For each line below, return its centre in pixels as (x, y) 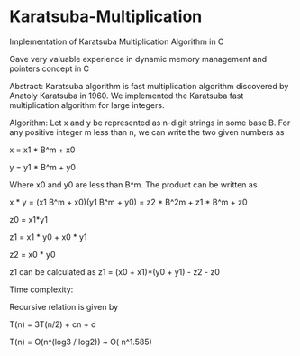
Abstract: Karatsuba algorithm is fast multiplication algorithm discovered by (149, 86)
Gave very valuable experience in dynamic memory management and (138, 59)
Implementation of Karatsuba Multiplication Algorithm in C (117, 41)
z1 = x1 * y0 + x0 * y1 (48, 237)
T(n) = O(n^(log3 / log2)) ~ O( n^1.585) (81, 342)
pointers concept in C (50, 68)
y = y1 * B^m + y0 (43, 167)
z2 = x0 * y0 (32, 254)
